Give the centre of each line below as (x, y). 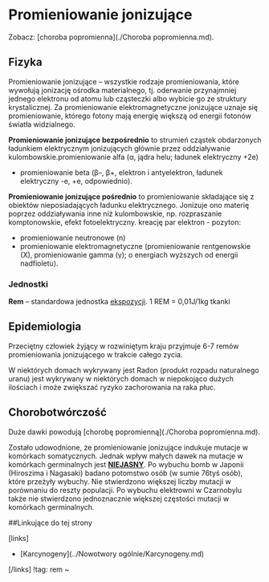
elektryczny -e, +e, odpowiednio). (76, 181)
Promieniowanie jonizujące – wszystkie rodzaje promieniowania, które (124, 81)
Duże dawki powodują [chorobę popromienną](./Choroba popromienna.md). (134, 432)
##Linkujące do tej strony (50, 523)
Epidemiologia (45, 327)
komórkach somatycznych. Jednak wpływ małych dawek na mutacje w (126, 456)
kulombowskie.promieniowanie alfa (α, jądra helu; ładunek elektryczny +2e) (134, 157)
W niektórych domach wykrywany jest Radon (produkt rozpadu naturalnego (134, 370)
